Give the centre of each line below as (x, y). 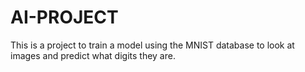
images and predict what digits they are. (93, 55)
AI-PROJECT (64, 17)
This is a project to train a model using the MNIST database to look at (152, 45)
